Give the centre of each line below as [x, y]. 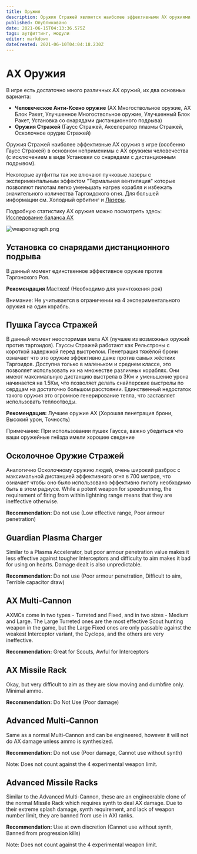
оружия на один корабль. [38, 306]
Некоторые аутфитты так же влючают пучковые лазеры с [79, 174]
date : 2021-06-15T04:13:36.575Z [46, 28]
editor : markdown [27, 39]
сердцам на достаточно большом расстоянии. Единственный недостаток [98, 389]
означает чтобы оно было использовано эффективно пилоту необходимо [98, 483]
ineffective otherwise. [32, 501]
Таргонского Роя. [28, 277]
